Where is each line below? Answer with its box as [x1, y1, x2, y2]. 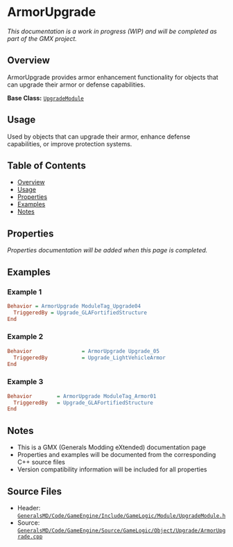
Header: [17, 503, 41, 512]
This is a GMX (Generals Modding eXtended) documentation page [17, 443, 207, 451]
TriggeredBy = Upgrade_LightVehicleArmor [13, 354, 166, 361]
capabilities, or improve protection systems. [7, 139, 132, 148]
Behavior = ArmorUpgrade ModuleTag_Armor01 [7, 392, 157, 399]
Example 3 [7, 377, 44, 387]
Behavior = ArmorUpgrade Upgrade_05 [7, 347, 159, 354]
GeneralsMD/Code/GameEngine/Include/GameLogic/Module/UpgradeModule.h [17, 512, 226, 519]
